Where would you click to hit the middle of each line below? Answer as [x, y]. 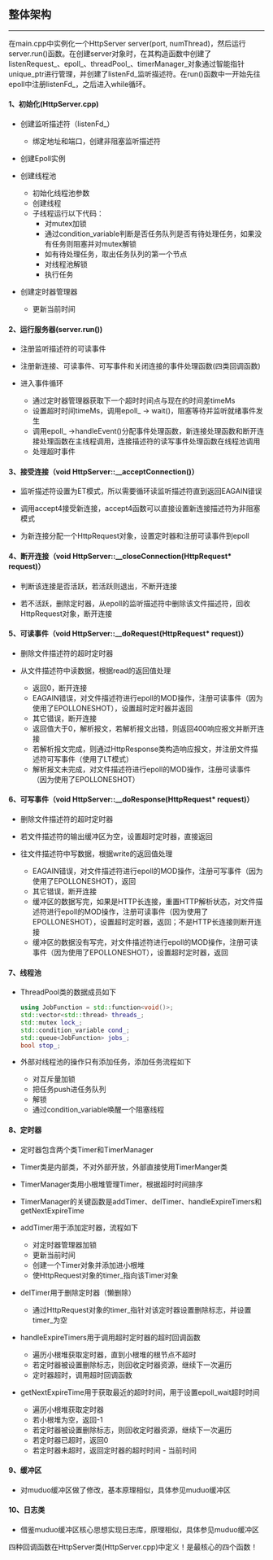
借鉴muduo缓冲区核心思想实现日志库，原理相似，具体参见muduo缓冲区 [140, 1530]
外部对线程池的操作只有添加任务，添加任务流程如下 [106, 1062]
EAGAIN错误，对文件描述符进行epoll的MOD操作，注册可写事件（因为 [147, 871]
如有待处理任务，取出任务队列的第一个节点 [116, 254]
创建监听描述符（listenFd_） [67, 124]
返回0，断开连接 [60, 688]
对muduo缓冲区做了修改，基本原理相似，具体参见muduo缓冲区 [126, 1490]
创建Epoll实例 [43, 159]
